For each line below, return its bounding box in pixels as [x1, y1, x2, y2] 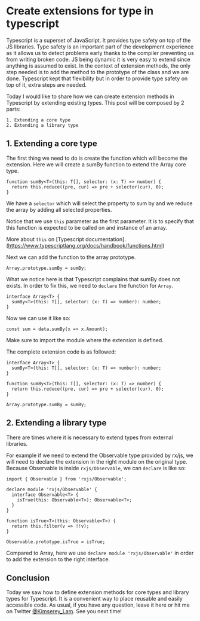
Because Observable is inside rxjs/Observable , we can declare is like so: [6, 464, 186, 471]
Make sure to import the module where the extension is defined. [6, 336, 164, 343]
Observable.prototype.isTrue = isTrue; [6, 538, 106, 545]
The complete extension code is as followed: [6, 348, 116, 355]
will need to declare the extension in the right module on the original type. [6, 458, 187, 465]
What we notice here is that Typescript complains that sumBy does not [6, 275, 180, 282]
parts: [6, 105, 21, 112]
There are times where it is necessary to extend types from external [6, 434, 173, 441]
